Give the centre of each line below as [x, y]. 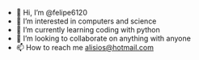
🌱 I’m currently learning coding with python [88, 30]
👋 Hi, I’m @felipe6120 [51, 13]
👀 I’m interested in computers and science [86, 21]
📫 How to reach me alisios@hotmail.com [85, 47]
